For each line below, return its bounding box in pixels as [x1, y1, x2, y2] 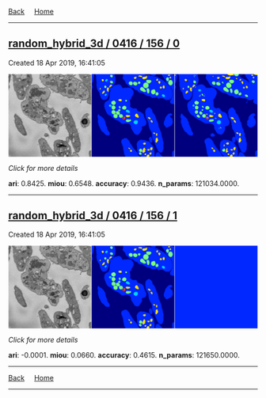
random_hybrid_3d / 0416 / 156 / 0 [8, 37, 180, 51]
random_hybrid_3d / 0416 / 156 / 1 [8, 209, 178, 222]
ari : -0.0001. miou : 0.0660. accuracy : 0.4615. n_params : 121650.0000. [8, 351, 240, 360]
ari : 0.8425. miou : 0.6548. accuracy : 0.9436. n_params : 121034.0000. [8, 178, 240, 188]
